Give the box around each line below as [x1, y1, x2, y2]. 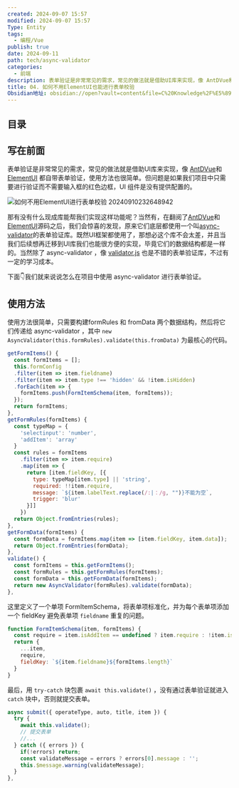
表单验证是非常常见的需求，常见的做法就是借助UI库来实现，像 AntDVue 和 [7, 165, 223, 173]
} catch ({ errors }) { [14, 742, 84, 749]
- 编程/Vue [14, 37, 44, 44]
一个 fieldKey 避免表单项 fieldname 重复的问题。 [7, 611, 148, 620]
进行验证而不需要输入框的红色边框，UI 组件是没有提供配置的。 [13, 182, 197, 191]
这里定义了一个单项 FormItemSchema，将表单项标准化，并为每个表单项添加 [7, 602, 230, 611]
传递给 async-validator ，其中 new [13, 327, 112, 336]
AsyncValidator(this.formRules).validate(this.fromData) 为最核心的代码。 [7, 336, 231, 344]
